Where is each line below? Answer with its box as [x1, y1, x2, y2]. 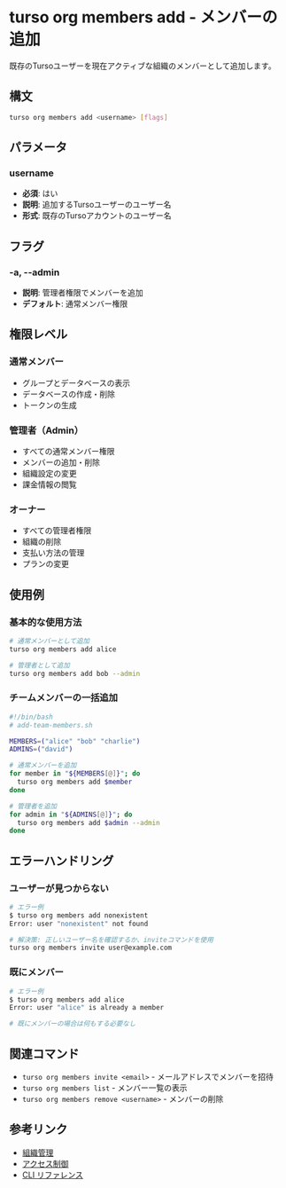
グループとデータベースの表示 [21, 377, 131, 388]
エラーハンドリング [9, 853, 114, 869]
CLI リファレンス [21, 1169, 84, 1180]
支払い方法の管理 [21, 547, 85, 558]
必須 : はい [21, 188, 58, 199]
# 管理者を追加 [9, 801, 58, 811]
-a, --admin [9, 266, 60, 279]
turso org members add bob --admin [9, 669, 141, 678]
